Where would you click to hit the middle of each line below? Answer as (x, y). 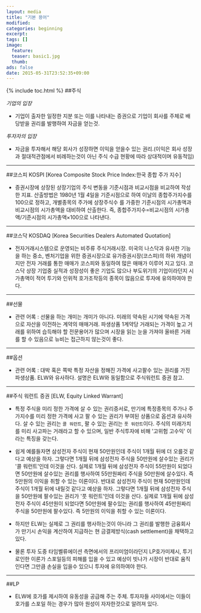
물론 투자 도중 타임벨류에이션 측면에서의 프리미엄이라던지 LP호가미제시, (98, 551)
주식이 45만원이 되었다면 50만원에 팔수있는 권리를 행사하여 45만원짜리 (109, 504)
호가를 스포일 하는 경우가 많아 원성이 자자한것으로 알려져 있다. (87, 604)
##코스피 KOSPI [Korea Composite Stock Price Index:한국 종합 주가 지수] (94, 175)
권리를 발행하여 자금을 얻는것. (65, 124)
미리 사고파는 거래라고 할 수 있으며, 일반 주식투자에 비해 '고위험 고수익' (103, 431)
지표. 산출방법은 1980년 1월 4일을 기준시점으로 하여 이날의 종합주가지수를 (107, 195)
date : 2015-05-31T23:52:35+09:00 (48, 73)
